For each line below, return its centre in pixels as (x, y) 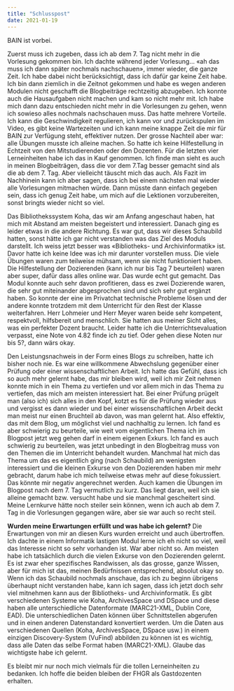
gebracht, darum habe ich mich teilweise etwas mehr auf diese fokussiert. (114, 475)
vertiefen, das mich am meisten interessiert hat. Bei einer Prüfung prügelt (113, 393)
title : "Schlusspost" (39, 14)
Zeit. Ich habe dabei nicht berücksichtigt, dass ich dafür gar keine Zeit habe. (117, 76)
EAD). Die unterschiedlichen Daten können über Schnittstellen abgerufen (112, 615)
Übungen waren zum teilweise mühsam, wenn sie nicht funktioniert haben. (115, 260)
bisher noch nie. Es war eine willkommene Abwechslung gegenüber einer (113, 363)
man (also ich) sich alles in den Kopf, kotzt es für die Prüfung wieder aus (112, 400)
